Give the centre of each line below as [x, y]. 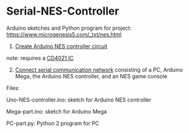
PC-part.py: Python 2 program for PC [53, 123]
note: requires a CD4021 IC [40, 58]
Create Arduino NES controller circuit [61, 46]
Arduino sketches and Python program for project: [69, 28]
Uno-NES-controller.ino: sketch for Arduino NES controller [79, 100]
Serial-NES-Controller [63, 11]
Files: [13, 88]
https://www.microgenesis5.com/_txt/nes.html [64, 34]
